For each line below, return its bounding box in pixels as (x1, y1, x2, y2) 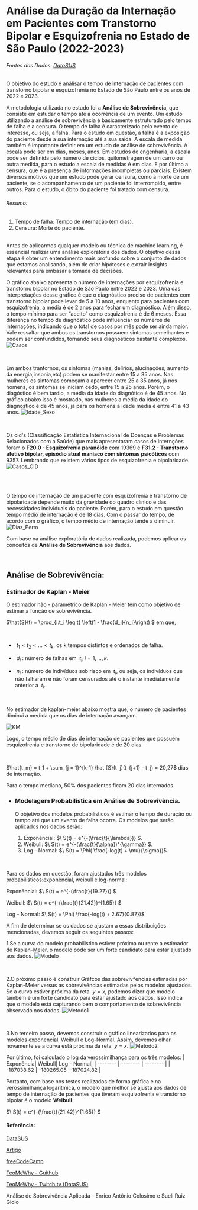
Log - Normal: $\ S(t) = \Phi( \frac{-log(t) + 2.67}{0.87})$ (6, 910, 145, 918)
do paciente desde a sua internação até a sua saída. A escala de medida (6, 136, 183, 143)
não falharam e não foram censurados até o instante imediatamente (14, 675, 180, 682)
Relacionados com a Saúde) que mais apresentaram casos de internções (6, 437, 184, 445)
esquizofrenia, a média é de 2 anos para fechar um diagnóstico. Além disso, (6, 304, 191, 311)
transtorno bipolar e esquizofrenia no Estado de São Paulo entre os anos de (6, 86, 191, 94)
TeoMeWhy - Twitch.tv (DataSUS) (6, 1180, 89, 1188)
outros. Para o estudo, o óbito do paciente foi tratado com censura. (6, 186, 170, 193)
